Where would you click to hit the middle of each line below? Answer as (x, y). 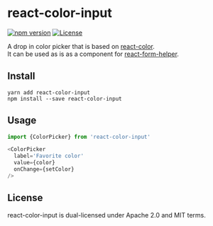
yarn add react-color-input (49, 92)
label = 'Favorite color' (49, 156)
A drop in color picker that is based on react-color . (81, 46)
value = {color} (34, 163)
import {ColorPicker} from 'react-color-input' (79, 137)
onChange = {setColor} (44, 169)
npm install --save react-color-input (65, 98)
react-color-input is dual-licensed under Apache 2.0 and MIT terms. (106, 215)
